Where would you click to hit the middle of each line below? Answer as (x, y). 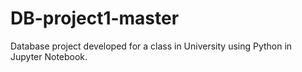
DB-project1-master (95, 18)
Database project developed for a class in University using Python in (151, 46)
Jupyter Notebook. (49, 56)
